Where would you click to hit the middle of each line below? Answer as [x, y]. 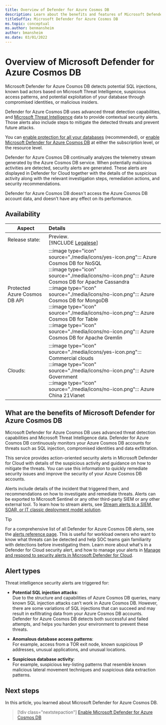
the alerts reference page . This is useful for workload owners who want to [81, 534]
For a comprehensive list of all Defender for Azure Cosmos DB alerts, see [80, 529]
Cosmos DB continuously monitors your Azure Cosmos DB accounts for [78, 443]
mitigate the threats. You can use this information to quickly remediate [77, 468]
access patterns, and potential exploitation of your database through [75, 97]
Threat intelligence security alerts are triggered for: [57, 583]
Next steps [22, 691]
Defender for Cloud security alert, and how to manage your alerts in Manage [83, 550]
